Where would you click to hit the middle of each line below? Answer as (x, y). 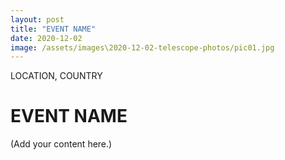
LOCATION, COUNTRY (56, 76)
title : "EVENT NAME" (53, 29)
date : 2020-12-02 (46, 38)
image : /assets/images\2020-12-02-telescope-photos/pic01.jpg (142, 47)
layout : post (37, 19)
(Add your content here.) (61, 144)
